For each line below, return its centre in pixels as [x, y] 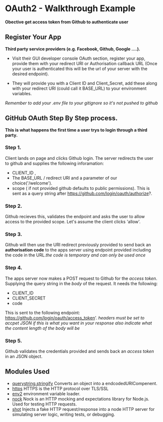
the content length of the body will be [42, 328]
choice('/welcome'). [32, 183]
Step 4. [14, 268]
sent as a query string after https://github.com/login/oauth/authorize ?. [82, 193]
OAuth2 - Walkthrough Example [70, 8]
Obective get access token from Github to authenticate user [67, 22]
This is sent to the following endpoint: [42, 312]
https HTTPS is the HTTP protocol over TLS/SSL [60, 388]
